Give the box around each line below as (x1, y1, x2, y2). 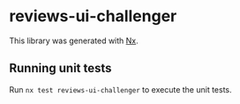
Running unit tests (9, 61, 112, 76)
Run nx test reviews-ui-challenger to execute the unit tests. (9, 84, 232, 94)
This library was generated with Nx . (9, 35, 139, 46)
